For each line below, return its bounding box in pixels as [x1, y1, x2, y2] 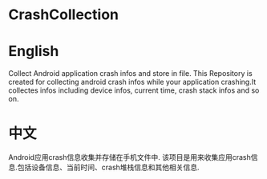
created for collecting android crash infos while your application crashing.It [8, 78, 257, 87]
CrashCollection [8, 6, 119, 24]
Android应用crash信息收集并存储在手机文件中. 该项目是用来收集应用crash [8, 153, 251, 162]
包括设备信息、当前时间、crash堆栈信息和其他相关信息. [17, 162, 200, 173]
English [8, 42, 59, 61]
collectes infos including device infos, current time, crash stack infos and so [8, 86, 260, 95]
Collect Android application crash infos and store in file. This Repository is [8, 69, 253, 78]
